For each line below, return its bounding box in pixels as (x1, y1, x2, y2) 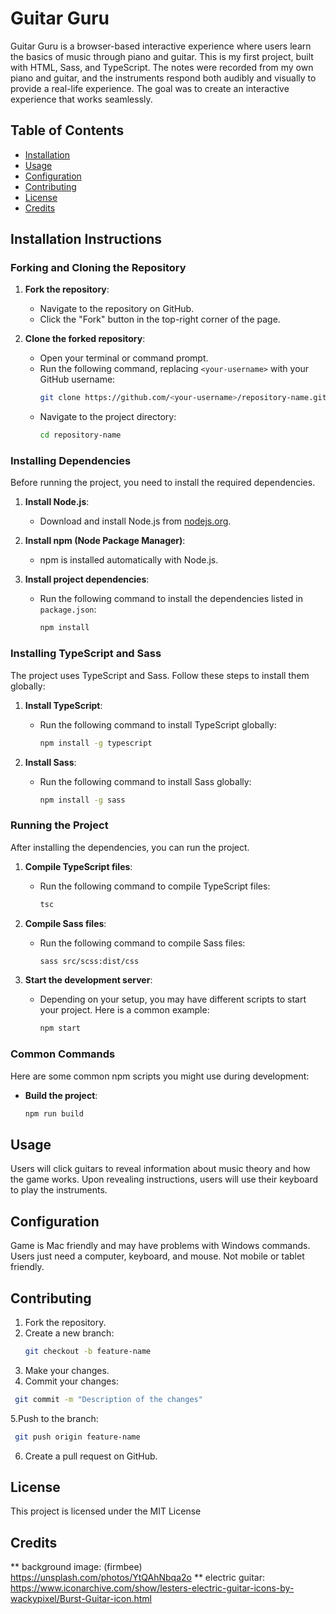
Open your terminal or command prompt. (39, 352, 209, 364)
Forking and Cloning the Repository (10, 261, 187, 275)
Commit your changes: (24, 1375, 119, 1387)
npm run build (24, 1108, 84, 1119)
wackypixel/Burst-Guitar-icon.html (10, 1593, 152, 1605)
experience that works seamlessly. (10, 93, 153, 105)
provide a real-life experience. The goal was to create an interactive (10, 82, 290, 94)
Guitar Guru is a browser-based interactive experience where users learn (10, 40, 312, 52)
